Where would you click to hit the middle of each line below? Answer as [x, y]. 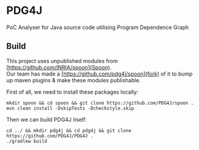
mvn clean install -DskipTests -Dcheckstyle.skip [70, 108]
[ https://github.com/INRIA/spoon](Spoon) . [59, 67]
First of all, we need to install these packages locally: [72, 92]
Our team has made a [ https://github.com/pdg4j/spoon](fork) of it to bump [99, 74]
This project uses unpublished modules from [62, 60]
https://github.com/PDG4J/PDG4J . [50, 136]
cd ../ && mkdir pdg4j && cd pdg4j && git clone [69, 131]
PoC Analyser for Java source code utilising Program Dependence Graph [98, 27]
